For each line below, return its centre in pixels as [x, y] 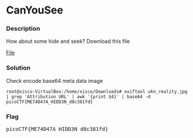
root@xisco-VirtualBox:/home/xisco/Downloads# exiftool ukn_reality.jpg [97, 92]
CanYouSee [35, 10]
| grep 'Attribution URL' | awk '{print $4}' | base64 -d [78, 97]
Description [23, 29]
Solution [18, 68]
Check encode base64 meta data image [55, 80]
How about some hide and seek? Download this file [68, 41]
